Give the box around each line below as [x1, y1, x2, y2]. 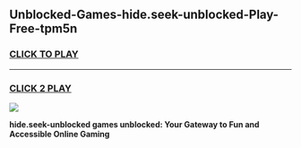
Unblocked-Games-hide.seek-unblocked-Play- [9, 7, 279, 22]
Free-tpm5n [9, 22, 78, 37]
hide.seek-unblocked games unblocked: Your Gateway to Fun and [9, 118, 260, 129]
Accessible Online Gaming [9, 128, 110, 139]
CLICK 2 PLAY [9, 82, 72, 94]
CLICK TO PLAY [9, 48, 79, 61]
